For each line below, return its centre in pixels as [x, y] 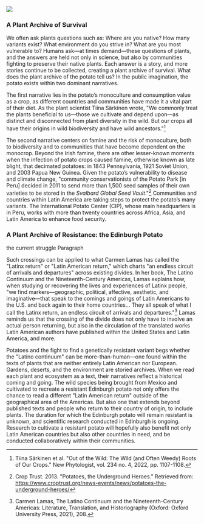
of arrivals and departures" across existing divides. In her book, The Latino [100, 272]
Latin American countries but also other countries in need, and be [88, 434]
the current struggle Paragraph [45, 248]
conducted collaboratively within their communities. [71, 441]
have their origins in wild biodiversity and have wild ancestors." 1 [86, 128]
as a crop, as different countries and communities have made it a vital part [99, 102]
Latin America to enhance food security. [56, 218]
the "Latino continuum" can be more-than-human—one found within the [97, 357]
